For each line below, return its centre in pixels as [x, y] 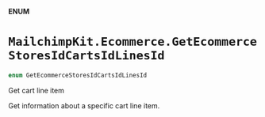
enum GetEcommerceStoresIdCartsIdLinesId [78, 75]
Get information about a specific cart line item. [84, 105]
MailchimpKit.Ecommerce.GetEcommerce [133, 42]
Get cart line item [36, 90]
